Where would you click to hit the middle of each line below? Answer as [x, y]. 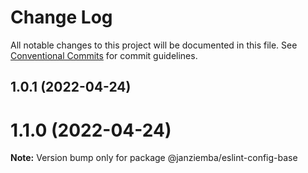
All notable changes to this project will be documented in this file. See [154, 45]
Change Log [61, 17]
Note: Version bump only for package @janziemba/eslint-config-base [154, 158]
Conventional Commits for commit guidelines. [104, 55]
